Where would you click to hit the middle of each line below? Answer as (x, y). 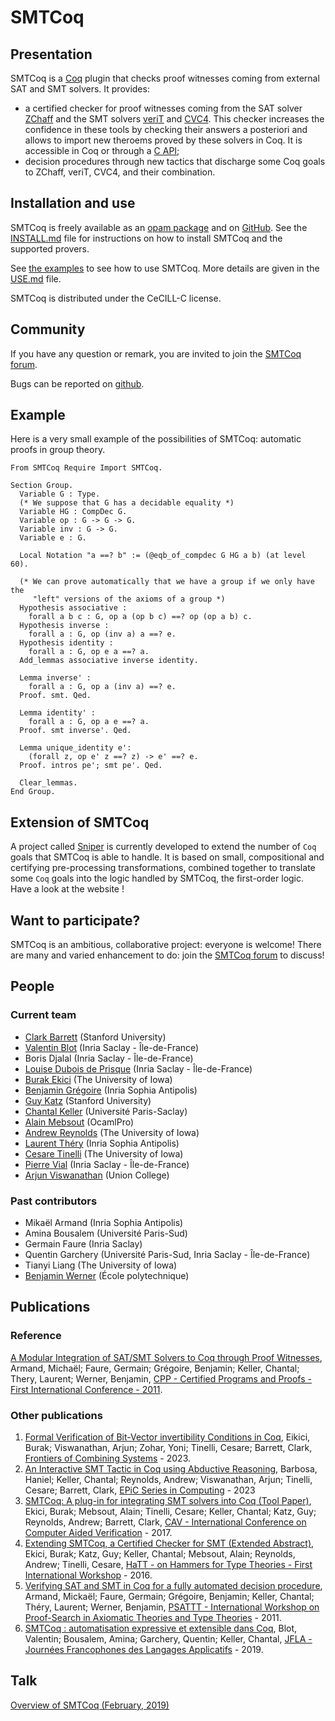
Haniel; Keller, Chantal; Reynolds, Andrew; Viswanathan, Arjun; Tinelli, (168, 1480)
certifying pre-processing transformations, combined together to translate (163, 868)
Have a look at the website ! (67, 889)
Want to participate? (75, 920)
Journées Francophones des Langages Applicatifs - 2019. (144, 1650)
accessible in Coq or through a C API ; (102, 150)
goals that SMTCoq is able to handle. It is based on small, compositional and (167, 857)
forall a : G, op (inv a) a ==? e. (102, 634)
